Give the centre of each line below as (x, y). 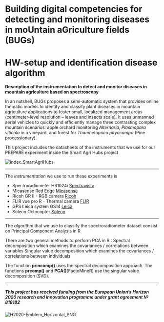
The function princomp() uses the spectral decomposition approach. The (79, 266)
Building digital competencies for (74, 9)
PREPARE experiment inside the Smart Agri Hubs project (62, 152)
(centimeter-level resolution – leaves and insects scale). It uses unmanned (80, 117)
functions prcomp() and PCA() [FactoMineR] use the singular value (72, 271)
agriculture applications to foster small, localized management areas (74, 112)
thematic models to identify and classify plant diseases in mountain (73, 107)
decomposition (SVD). (27, 276)
